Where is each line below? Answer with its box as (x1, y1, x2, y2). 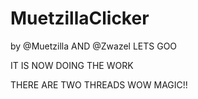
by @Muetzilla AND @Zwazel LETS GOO (10, 40, 178, 52)
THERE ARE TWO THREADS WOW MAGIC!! (10, 78, 188, 91)
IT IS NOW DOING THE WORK (10, 59, 134, 71)
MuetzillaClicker (10, 7, 150, 30)
